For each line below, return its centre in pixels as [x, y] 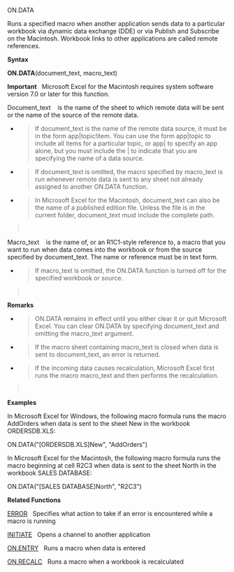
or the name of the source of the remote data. [73, 115]
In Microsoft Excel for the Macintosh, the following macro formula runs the [114, 458]
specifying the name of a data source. [89, 158]
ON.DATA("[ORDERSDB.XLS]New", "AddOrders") [78, 444]
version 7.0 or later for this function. [59, 94]
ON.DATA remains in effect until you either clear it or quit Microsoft [131, 319]
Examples [22, 402]
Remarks [21, 305]
